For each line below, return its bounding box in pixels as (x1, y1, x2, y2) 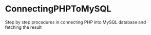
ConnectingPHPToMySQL (5, 3, 112, 14)
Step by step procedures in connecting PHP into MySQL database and (5, 19, 146, 25)
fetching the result (5, 24, 42, 30)
